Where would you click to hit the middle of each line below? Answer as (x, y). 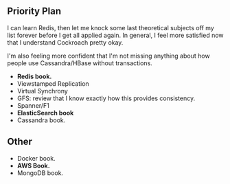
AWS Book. (33, 165)
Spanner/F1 (33, 105)
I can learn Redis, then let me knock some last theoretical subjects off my (111, 27)
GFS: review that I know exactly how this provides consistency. (106, 98)
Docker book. (36, 158)
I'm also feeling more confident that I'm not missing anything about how (109, 56)
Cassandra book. (41, 120)
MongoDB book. (40, 173)
